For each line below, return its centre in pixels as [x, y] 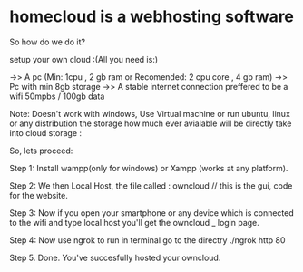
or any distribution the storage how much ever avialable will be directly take [151, 123]
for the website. [39, 195]
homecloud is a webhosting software [152, 17]
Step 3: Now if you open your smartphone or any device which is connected [152, 213]
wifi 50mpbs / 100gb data [57, 96]
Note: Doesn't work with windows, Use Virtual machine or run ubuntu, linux [150, 113]
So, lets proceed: [41, 151]
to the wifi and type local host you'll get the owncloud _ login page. [135, 222]
